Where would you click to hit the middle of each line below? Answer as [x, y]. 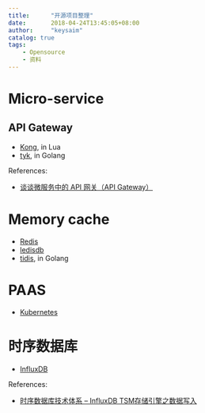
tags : [17, 45]
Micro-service [56, 99]
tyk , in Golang [42, 155]
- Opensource [44, 52]
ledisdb [32, 249]
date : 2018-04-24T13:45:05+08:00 [74, 23]
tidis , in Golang [44, 258]
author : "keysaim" [46, 30]
